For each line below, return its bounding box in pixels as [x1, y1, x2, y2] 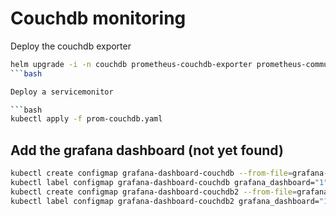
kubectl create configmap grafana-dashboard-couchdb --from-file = [10, 168, 293, 179]
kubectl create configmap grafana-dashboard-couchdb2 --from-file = [10, 187, 298, 197]
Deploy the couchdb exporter [10, 40, 132, 52]
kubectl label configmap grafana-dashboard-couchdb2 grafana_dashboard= [10, 196, 320, 206]
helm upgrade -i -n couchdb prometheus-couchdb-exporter [10, 59, 253, 69]
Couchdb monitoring [10, 7, 187, 30]
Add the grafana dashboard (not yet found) [10, 142, 284, 159]
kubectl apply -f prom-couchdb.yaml [10, 114, 163, 124]
